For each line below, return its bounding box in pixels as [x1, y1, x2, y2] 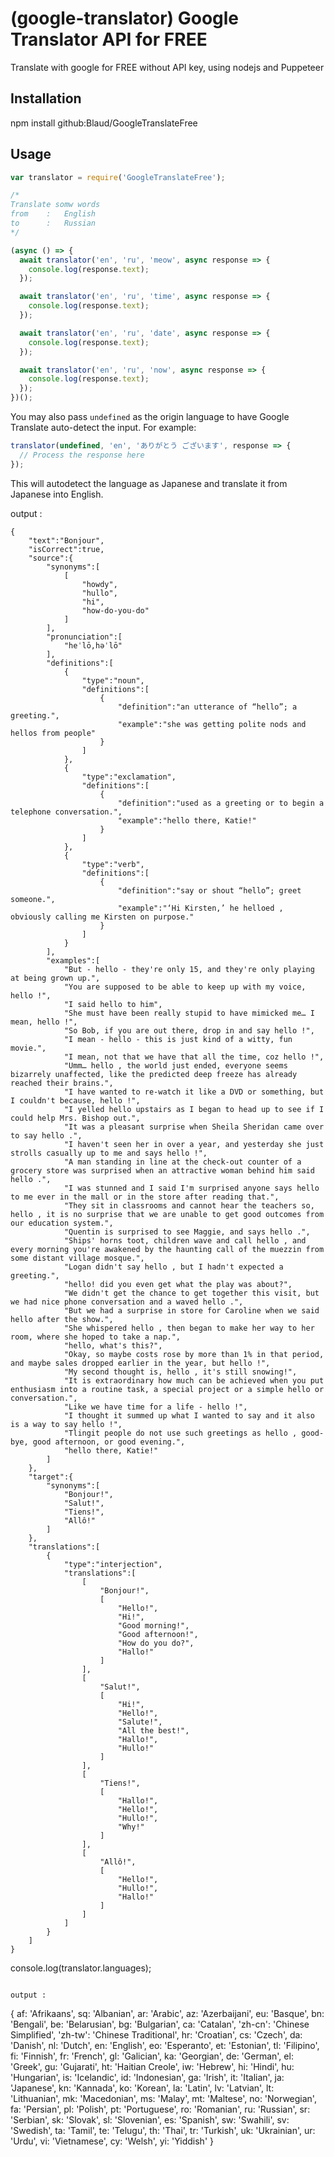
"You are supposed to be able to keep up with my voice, [63, 982, 307, 992]
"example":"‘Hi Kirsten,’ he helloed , [117, 903, 284, 913]
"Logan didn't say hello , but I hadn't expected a [63, 1262, 284, 1272]
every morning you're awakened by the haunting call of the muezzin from [10, 1244, 325, 1254]
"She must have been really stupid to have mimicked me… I [63, 1008, 315, 1018]
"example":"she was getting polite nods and [117, 719, 307, 729]
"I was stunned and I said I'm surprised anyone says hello [63, 1183, 320, 1193]
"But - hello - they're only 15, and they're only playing [63, 964, 315, 974]
